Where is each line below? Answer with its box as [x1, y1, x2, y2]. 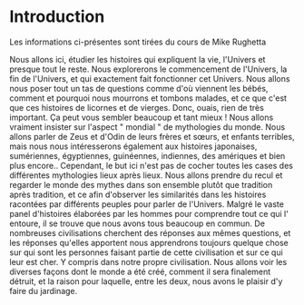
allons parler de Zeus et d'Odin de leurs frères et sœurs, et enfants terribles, [9, 131, 295, 142]
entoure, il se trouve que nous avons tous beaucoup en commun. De [9, 218, 266, 229]
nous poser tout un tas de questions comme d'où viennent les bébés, [9, 83, 269, 93]
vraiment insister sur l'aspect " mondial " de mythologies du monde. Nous [9, 121, 286, 133]
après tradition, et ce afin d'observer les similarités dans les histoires [9, 189, 267, 200]
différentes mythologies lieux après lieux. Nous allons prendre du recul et [9, 170, 283, 181]
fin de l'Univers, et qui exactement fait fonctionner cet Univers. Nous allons [9, 73, 290, 84]
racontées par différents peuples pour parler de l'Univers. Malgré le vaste [9, 198, 284, 210]
